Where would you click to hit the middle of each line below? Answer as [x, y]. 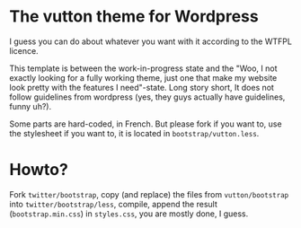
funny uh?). [31, 106]
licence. [24, 50]
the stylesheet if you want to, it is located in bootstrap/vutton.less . [134, 133]
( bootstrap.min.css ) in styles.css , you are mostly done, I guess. [129, 214]
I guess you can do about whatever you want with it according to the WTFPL [150, 41]
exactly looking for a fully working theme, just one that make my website [143, 77]
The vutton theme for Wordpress [134, 17]
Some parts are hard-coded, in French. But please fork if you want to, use [146, 124]
